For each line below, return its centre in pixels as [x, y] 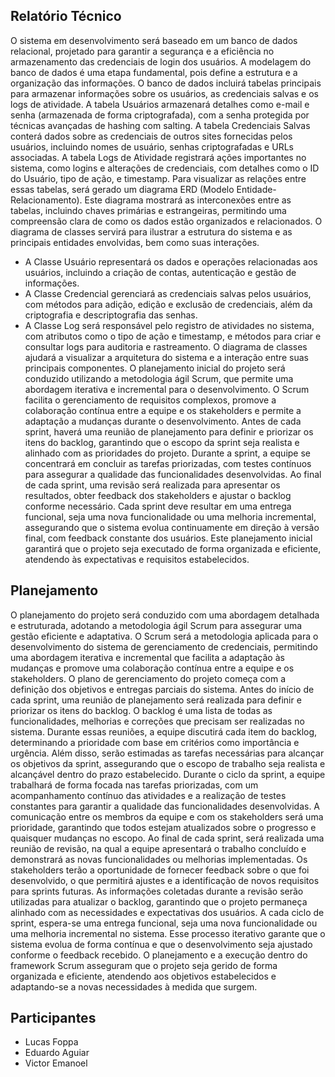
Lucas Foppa [51, 1042]
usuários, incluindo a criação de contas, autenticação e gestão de [160, 272]
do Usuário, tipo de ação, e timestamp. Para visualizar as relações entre [158, 178]
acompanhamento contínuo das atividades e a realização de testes [148, 795]
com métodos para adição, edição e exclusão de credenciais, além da [168, 304]
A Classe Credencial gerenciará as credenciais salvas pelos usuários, [168, 293]
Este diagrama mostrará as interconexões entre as [188, 200]
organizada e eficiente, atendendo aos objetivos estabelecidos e [143, 976]
